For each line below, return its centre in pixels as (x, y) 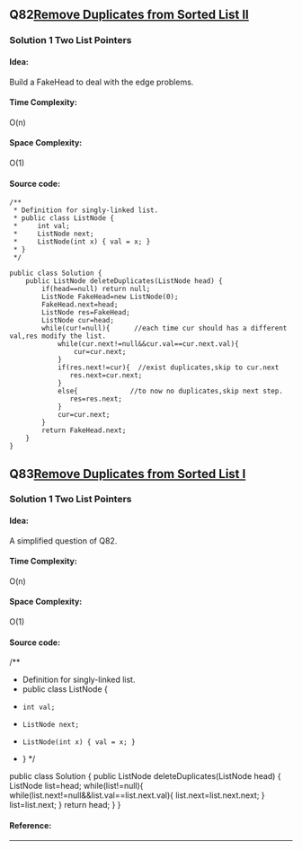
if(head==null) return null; (96, 289)
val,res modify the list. (58, 336)
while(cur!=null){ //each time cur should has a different (164, 328)
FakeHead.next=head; (80, 305)
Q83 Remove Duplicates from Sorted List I (128, 474)
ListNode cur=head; (78, 321)
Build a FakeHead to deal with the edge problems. (102, 82)
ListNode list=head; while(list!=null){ (76, 786)
